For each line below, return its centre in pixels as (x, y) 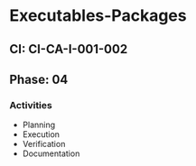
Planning (39, 125)
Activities (31, 105)
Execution (41, 134)
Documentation (51, 153)
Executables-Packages (98, 16)
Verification (44, 144)
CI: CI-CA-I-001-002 (69, 49)
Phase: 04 (39, 79)
